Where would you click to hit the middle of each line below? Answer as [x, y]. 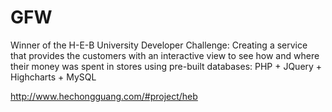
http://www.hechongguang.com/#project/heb [104, 96]
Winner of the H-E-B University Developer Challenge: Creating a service [159, 45]
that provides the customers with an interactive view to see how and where [165, 55]
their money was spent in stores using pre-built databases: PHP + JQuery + [166, 66]
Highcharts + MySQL [53, 77]
